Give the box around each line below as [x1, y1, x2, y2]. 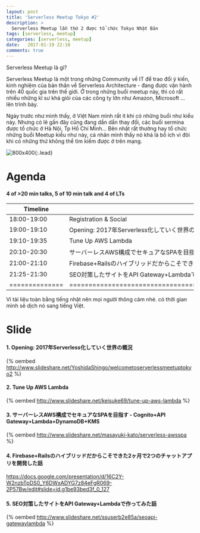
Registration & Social [69, 215, 127, 223]
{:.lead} [35, 149, 53, 156]
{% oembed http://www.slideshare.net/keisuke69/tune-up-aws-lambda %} [6, 397, 190, 404]
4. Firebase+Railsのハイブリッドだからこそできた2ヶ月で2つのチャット [6, 452, 182, 459]
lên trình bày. [6, 101, 39, 108]
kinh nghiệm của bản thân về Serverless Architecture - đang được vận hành [6, 82, 192, 89]
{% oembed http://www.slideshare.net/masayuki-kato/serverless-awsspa [6, 431, 187, 438]
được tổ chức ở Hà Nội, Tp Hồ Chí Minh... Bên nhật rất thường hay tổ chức [6, 124, 187, 132]
